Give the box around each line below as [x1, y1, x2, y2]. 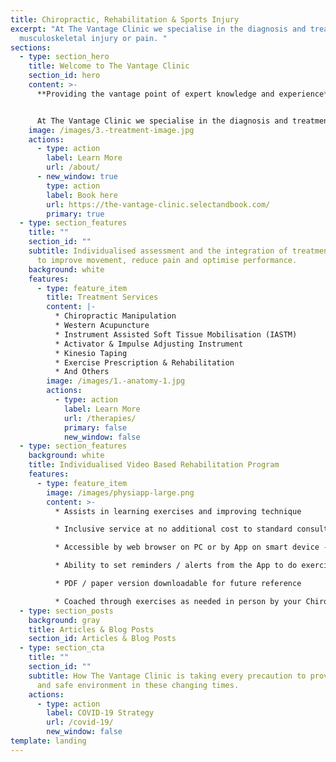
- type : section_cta [19, 643, 105, 653]
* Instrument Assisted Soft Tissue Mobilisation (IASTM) [54, 329, 298, 340]
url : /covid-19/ [46, 717, 114, 728]
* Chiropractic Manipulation [54, 311, 177, 321]
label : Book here [46, 190, 118, 200]
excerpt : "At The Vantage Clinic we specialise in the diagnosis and [10, 24, 307, 34]
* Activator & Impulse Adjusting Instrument [54, 339, 244, 349]
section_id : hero [28, 71, 101, 81]
